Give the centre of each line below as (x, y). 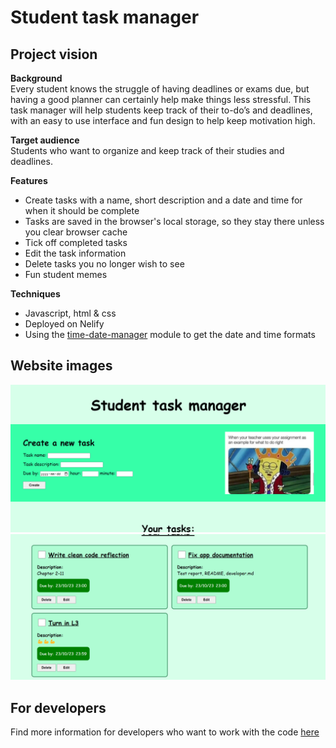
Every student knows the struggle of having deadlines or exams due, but (160, 89)
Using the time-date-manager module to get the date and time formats (170, 334)
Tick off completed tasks (76, 242)
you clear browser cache (76, 232)
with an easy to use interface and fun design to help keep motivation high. (163, 120)
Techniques (35, 294)
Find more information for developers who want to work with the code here (165, 732)
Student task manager (105, 17)
